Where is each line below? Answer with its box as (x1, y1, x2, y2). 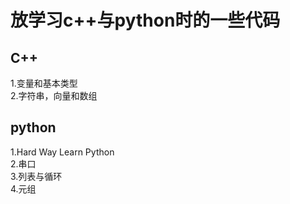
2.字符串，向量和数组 (10, 90, 98, 101)
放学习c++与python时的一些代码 (10, 9, 281, 32)
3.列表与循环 (10, 170, 63, 182)
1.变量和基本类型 (10, 77, 78, 89)
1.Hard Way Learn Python (10, 146, 115, 158)
